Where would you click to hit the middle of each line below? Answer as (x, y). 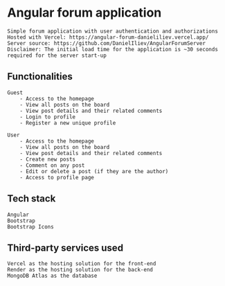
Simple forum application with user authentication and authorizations (112, 31)
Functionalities (40, 77)
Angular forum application (84, 13)
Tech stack (31, 199)
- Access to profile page (57, 177)
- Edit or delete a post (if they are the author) (94, 171)
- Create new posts (48, 159)
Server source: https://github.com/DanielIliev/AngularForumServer (107, 43)
